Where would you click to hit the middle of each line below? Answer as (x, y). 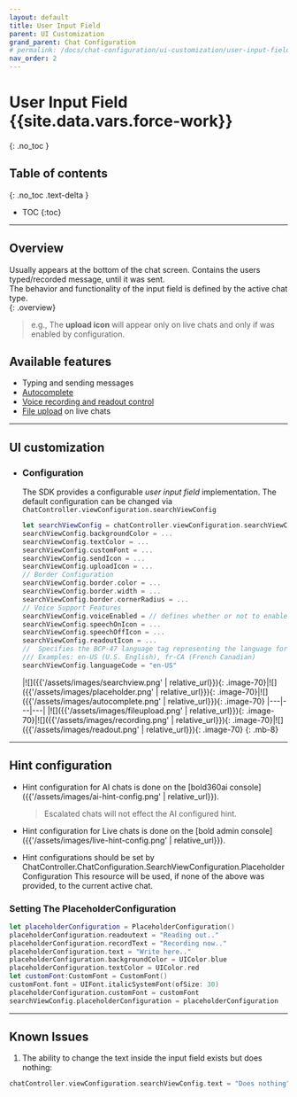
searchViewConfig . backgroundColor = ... (97, 533)
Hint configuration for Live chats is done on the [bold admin (130, 830)
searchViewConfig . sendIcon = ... (84, 558)
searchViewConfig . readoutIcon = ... (89, 641)
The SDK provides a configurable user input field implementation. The (149, 492)
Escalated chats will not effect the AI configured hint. (140, 813)
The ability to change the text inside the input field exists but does (142, 1058)
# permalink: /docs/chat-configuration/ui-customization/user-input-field (150, 51)
